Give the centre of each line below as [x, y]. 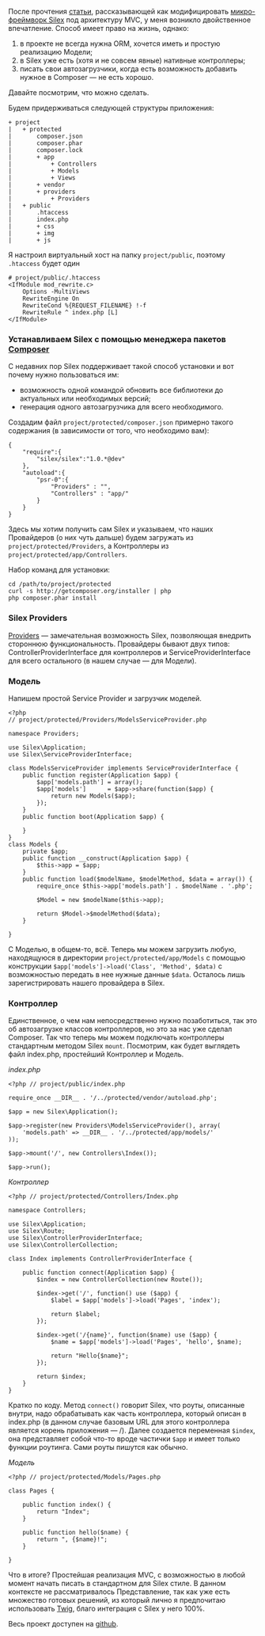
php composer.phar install [53, 598]
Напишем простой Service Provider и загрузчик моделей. [105, 698]
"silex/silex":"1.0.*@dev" [81, 459]
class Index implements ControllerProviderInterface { [100, 1259]
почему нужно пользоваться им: [64, 375]
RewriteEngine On [51, 299]
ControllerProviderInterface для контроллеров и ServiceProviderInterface [129, 652]
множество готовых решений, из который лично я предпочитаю [117, 1600]
